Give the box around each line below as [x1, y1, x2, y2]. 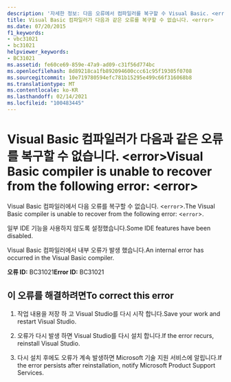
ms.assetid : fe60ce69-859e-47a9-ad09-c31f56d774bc [7, 61, 155, 68]
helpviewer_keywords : [7, 49, 69, 56]
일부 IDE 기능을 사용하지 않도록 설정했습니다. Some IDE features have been [7, 224, 211, 232]
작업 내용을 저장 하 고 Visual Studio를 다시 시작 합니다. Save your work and [16, 309, 221, 317]
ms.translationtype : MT [7, 81, 76, 87]
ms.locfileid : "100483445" [7, 100, 85, 107]
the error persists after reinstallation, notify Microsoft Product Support [16, 361, 216, 369]
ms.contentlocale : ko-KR [7, 87, 78, 94]
